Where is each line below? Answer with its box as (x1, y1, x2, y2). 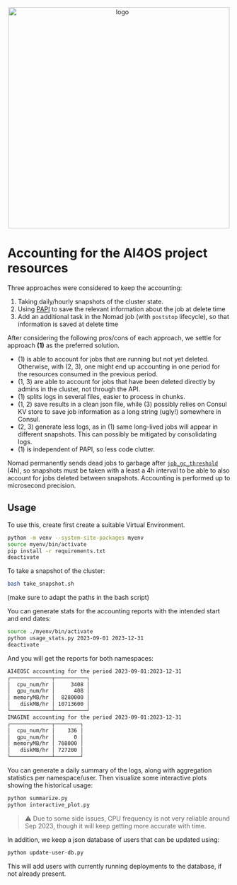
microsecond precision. (7, 481, 76, 490)
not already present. (7, 869, 67, 878)
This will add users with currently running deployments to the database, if (7, 862, 222, 870)
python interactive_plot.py (7, 801, 91, 809)
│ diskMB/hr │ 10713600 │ (7, 700, 91, 708)
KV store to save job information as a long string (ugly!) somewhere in (17, 407, 221, 416)
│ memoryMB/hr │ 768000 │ (7, 740, 83, 747)
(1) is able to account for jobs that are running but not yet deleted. (17, 354, 209, 363)
